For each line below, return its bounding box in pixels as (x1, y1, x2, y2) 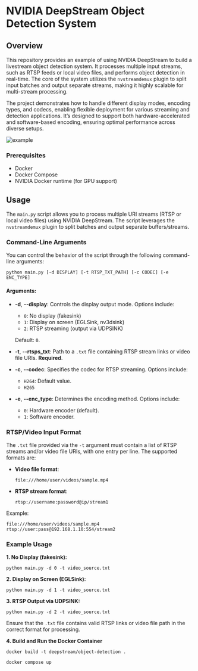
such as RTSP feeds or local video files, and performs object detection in (6, 69, 186, 76)
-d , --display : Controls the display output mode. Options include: (14, 300, 175, 307)
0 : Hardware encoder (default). (23, 406, 99, 414)
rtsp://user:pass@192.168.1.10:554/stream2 (6, 526, 116, 532)
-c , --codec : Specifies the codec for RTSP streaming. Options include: (14, 365, 188, 373)
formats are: (6, 454, 36, 461)
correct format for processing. (6, 626, 80, 633)
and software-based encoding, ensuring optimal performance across (6, 119, 175, 126)
